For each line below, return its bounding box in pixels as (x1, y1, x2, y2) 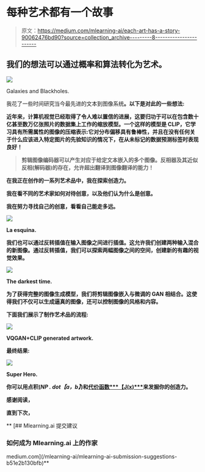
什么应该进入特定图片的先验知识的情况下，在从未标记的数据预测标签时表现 (11, 135, 199, 143)
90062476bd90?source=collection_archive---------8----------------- (21, 33, 197, 41)
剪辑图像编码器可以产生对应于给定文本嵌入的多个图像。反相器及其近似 (21, 156, 198, 163)
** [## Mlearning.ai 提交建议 (6, 421, 78, 429)
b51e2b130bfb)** (6, 459, 49, 467)
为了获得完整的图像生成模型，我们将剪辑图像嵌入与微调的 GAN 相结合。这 (6, 290, 192, 297)
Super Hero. (6, 370, 38, 378)
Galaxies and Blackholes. (6, 87, 70, 94)
